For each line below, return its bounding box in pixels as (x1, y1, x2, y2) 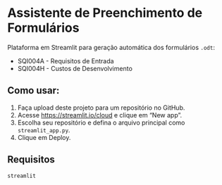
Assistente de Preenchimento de (7, 5, 203, 21)
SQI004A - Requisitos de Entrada (17, 56, 114, 65)
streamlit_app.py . (17, 125, 70, 134)
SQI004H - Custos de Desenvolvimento (17, 64, 132, 72)
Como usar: (7, 84, 60, 96)
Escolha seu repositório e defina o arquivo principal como (17, 118, 185, 127)
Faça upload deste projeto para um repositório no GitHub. (17, 103, 185, 112)
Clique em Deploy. (17, 133, 71, 141)
